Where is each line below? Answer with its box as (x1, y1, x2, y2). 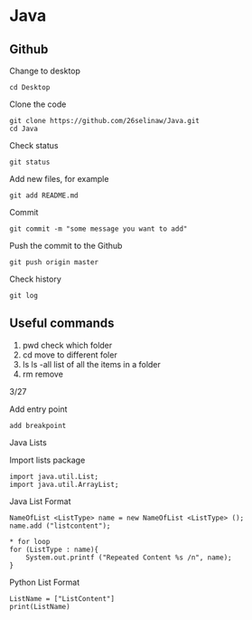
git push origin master (9, 258, 99, 267)
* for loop (9, 537, 51, 546)
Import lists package (9, 454, 86, 465)
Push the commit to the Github (9, 241, 123, 251)
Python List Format (9, 577, 79, 587)
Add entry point (9, 404, 68, 415)
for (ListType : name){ (9, 545, 99, 554)
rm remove (22, 368, 63, 379)
